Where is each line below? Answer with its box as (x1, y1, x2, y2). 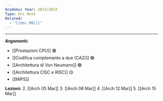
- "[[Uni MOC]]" (9, 20, 42, 25)
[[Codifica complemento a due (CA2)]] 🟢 (12, 55, 95, 61)
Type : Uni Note (5, 12, 36, 16)
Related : (5, 16, 23, 21)
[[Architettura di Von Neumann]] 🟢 (12, 62, 82, 68)
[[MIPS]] (12, 76, 29, 82)
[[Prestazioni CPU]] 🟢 (12, 48, 57, 53)
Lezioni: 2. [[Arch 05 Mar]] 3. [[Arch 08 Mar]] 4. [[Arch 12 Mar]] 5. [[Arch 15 (5, 86, 156, 91)
